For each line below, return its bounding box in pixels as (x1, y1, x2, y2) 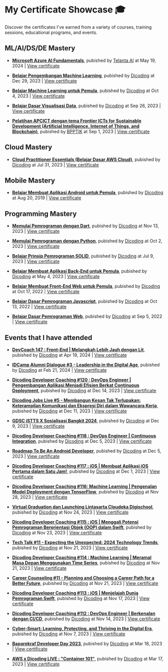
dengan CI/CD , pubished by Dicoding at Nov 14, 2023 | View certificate (12, 616, 160, 622)
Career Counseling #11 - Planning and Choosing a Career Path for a (12, 575, 154, 581)
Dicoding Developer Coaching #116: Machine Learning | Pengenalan (12, 483, 157, 489)
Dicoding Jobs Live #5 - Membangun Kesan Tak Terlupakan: (12, 397, 141, 403)
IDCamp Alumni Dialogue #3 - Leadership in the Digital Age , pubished (12, 362, 160, 368)
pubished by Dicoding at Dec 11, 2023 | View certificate (12, 408, 127, 414)
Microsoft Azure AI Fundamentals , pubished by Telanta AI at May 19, (12, 57, 156, 63)
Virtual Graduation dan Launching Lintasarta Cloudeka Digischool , (12, 504, 154, 510)
